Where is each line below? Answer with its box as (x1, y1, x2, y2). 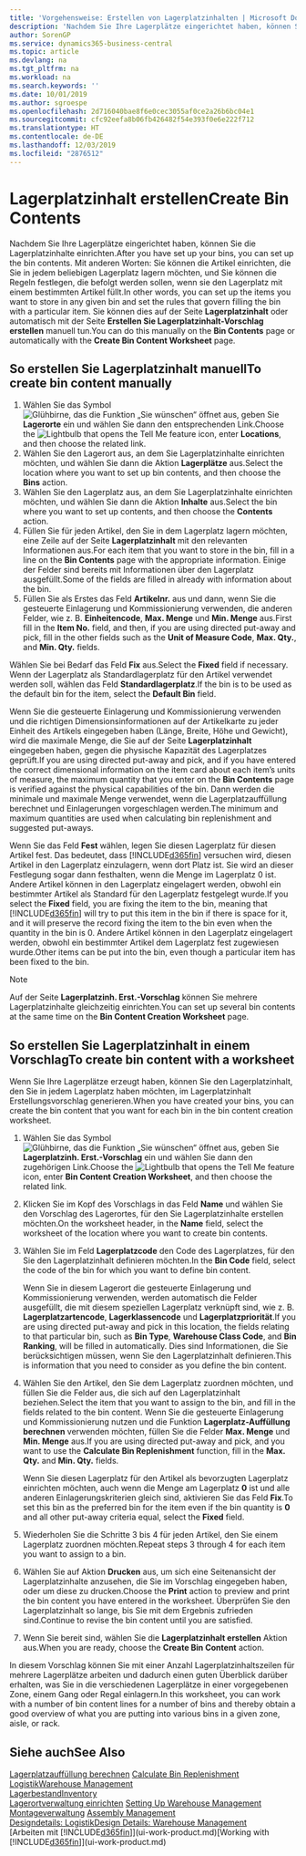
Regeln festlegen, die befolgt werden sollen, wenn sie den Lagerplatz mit (9, 276, 283, 287)
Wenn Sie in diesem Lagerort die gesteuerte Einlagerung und (22, 1282, 252, 1293)
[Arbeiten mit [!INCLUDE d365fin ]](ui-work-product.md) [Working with (9, 1827, 270, 1838)
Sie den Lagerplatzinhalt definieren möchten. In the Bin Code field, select (22, 1255, 296, 1266)
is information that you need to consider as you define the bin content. (22, 1360, 287, 1371)
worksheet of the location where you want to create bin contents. (22, 1228, 269, 1239)
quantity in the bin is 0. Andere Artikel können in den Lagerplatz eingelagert (9, 928, 293, 938)
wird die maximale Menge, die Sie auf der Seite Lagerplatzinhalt (9, 735, 252, 746)
